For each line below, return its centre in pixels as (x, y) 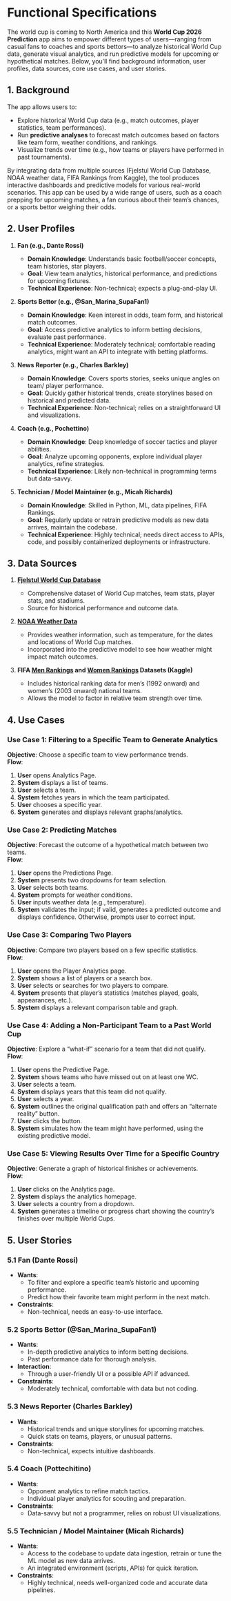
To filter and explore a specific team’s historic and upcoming (113, 1282)
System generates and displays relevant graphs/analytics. (100, 812)
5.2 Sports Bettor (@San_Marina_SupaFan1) (82, 1329)
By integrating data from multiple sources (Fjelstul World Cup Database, (109, 170)
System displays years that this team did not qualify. (92, 1091)
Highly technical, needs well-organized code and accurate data (118, 1583)
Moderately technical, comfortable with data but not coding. (113, 1388)
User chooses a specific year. (59, 805)
